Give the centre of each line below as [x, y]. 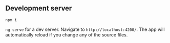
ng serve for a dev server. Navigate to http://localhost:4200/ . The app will [85, 29]
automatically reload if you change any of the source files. [67, 34]
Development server [39, 8]
